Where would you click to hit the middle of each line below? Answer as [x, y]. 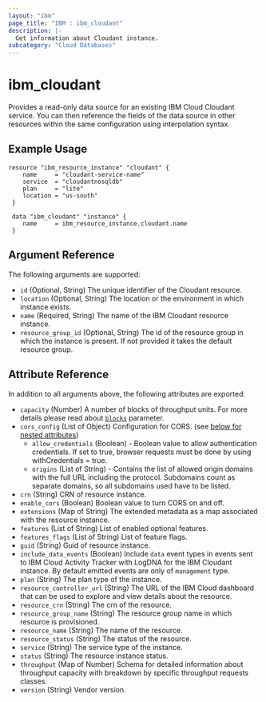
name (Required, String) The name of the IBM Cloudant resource [124, 315]
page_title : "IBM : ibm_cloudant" [66, 23]
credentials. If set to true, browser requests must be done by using [141, 452]
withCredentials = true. [69, 460]
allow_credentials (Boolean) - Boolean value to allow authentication [144, 443]
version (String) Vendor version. [73, 689]
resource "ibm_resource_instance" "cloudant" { [89, 168]
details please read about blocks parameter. [92, 417]
